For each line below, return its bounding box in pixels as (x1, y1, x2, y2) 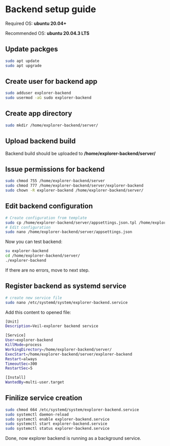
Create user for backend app (5, 77, 98, 86)
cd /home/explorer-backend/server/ (5, 253, 80, 258)
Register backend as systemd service (5, 282, 126, 290)
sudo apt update (5, 58, 39, 63)
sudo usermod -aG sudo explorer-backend (5, 95, 92, 100)
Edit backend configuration (5, 202, 93, 211)
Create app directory (5, 109, 72, 118)
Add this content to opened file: (5, 309, 71, 315)
